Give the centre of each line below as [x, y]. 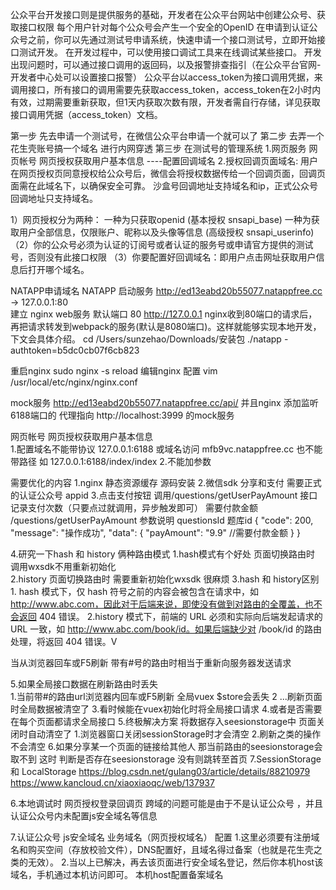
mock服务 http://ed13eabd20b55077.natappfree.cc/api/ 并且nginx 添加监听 [164, 402]
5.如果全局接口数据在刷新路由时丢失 [84, 684]
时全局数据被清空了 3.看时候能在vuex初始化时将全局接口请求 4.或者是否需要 [166, 709]
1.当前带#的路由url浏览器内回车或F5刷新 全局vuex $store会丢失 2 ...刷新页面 [166, 696]
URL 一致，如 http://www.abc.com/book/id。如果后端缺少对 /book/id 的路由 [166, 629]
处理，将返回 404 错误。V [64, 641]
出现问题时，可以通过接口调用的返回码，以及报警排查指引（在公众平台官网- [166, 64]
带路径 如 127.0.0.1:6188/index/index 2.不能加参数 [111, 461]
